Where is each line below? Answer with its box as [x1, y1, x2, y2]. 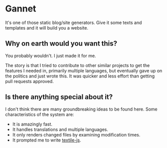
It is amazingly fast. [12, 121, 53, 127]
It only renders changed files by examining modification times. [12, 131, 141, 137]
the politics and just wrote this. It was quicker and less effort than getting [5, 73, 155, 79]
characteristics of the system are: [5, 111, 74, 117]
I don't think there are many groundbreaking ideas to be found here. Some [5, 106, 158, 112]
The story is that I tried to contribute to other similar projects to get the [5, 62, 150, 68]
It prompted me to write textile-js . [12, 137, 81, 143]
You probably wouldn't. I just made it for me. [5, 52, 96, 58]
